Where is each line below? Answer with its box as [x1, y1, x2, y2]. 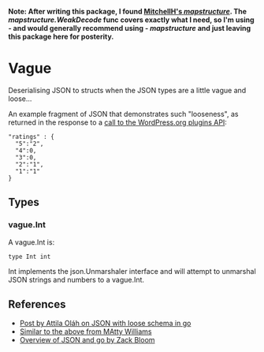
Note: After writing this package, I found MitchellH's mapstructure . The [8, 7, 247, 16]
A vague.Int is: [8, 237, 55, 247]
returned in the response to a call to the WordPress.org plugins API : [8, 118, 227, 127]
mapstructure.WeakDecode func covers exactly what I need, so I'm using [8, 15, 255, 24]
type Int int [8, 253, 51, 260]
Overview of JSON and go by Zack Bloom [19, 335, 155, 345]
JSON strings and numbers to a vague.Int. [8, 275, 144, 284]
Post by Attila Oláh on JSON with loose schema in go [19, 319, 191, 328]
